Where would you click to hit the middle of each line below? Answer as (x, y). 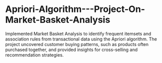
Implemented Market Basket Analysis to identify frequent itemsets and (78, 33)
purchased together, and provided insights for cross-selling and (71, 49)
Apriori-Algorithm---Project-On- (75, 9)
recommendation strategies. (35, 55)
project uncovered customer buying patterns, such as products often (77, 44)
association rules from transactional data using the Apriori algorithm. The (81, 39)
